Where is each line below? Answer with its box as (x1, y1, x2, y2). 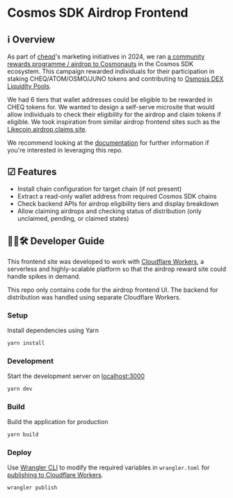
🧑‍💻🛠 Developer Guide (7, 235, 105, 247)
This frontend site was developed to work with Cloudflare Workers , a (7, 257, 204, 265)
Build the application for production (7, 418, 109, 426)
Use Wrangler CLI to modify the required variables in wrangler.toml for (7, 463, 210, 472)
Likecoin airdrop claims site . (7, 125, 88, 133)
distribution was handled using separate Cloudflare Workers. (7, 293, 182, 301)
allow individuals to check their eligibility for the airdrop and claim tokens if (7, 110, 221, 118)
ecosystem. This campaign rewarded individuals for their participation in (7, 68, 215, 75)
